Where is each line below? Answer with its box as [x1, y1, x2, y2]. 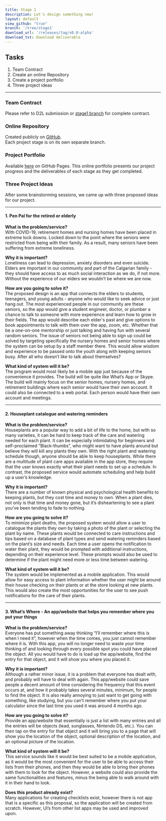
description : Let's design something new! [5, 12, 94, 17]
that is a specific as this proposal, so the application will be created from [5, 800, 153, 806]
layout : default [5, 16, 39, 21]
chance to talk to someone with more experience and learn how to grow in [5, 311, 157, 317]
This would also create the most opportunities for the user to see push [5, 587, 148, 593]
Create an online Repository [12, 71, 69, 77]
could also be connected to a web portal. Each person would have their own [5, 390, 160, 396]
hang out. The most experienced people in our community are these [5, 301, 144, 307]
